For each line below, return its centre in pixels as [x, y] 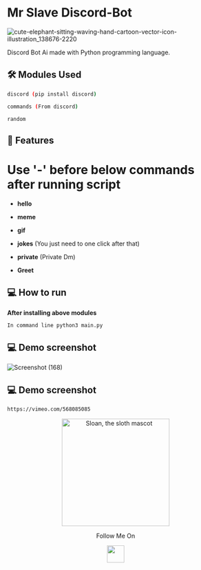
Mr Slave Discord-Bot [70, 13]
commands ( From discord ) [43, 107]
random [17, 119]
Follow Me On [116, 536]
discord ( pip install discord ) [52, 94]
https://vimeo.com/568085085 [49, 409]
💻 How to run [37, 293]
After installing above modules [52, 313]
